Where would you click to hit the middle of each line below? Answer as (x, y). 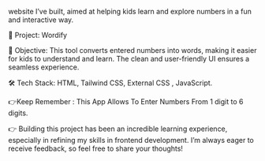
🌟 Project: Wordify (38, 35)
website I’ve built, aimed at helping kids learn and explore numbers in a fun (130, 11)
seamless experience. (44, 67)
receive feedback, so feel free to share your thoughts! (96, 148)
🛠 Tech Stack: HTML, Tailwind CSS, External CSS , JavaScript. (110, 83)
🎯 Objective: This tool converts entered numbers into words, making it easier (132, 50)
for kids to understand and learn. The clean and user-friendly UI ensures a (129, 59)
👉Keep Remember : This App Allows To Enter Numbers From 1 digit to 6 (126, 101)
